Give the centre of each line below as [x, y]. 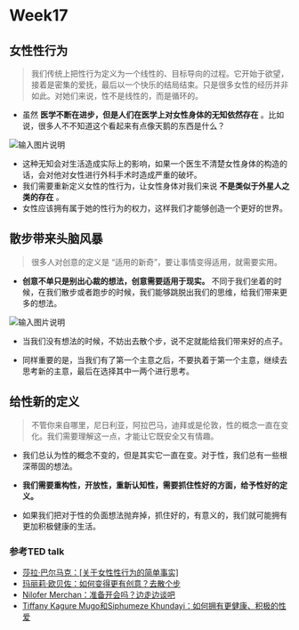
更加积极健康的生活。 [61, 526]
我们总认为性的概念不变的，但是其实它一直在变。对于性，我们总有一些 [151, 455]
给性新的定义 [44, 402]
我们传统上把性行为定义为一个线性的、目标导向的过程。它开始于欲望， [160, 73]
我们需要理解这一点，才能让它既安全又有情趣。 [133, 436]
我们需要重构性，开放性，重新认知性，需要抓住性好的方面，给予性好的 [151, 485]
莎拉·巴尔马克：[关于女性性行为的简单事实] [101, 572]
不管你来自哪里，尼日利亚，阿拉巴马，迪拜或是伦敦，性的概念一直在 [156, 424]
